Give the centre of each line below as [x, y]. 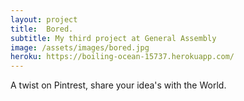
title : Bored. [42, 29]
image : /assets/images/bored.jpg [80, 47]
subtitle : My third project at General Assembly [113, 38]
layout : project [44, 19]
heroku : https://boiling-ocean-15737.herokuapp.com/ [122, 57]
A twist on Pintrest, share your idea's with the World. [118, 85]
